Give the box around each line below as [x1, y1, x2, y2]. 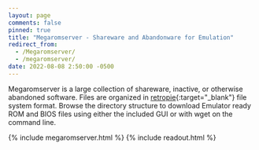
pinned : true [8, 26, 51, 34]
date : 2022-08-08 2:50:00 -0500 [8, 63, 114, 71]
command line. [8, 117, 57, 126]
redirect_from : [8, 41, 58, 49]
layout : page [8, 11, 51, 20]
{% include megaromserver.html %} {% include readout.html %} [8, 133, 216, 142]
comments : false [8, 19, 61, 27]
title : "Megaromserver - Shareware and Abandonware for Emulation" [8, 33, 235, 42]
